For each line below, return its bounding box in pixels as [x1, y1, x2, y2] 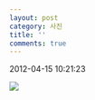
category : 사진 [9, 22, 63, 31]
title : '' [9, 30, 47, 39]
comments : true [9, 38, 67, 48]
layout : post [9, 13, 59, 23]
